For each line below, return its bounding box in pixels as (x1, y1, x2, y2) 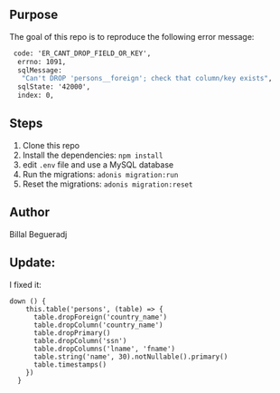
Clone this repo (22, 139, 79, 150)
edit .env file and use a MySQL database (22, 158, 174, 170)
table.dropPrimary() (33, 328, 111, 338)
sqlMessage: (17, 65, 63, 75)
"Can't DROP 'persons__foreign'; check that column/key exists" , (21, 74, 273, 83)
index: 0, (17, 91, 54, 101)
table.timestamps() (33, 359, 107, 369)
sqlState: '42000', (17, 82, 91, 91)
